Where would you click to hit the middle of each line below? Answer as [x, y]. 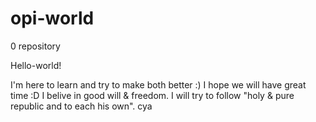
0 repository [35, 46]
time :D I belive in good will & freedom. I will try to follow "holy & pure [152, 95]
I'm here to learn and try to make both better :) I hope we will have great [158, 84]
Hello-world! [36, 65]
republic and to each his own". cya [81, 106]
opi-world [52, 18]
